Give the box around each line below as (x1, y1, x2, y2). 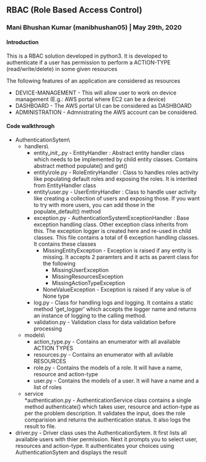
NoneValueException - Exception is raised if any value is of (42, 286, 192, 293)
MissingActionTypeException (51, 279, 126, 287)
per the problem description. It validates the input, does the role (24, 409, 186, 417)
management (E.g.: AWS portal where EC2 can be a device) (15, 95, 166, 103)
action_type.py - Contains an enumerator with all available (33, 338, 181, 345)
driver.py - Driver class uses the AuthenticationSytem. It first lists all (15, 429, 187, 436)
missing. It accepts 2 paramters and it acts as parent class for (42, 253, 199, 260)
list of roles (33, 383, 62, 391)
